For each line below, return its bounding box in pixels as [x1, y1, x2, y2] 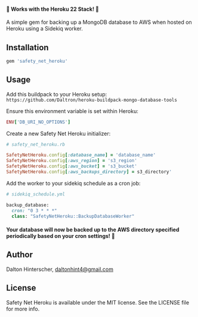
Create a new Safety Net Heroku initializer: [6, 130, 111, 137]
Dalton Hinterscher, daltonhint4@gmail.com [6, 266, 113, 273]
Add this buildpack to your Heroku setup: [6, 90, 107, 97]
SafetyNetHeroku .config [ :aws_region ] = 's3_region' [6, 158, 137, 164]
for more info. [6, 305, 40, 312]
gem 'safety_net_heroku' [6, 58, 68, 65]
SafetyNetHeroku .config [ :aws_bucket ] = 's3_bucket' [6, 163, 137, 169]
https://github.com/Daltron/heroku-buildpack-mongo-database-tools [6, 97, 178, 103]
